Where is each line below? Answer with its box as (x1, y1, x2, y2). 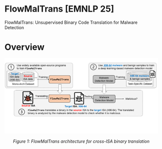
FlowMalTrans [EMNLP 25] (4, 3, 114, 15)
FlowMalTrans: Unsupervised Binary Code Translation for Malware (4, 19, 138, 25)
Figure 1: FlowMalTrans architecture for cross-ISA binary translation (13, 138, 150, 144)
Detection (4, 24, 24, 30)
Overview (4, 42, 45, 53)
